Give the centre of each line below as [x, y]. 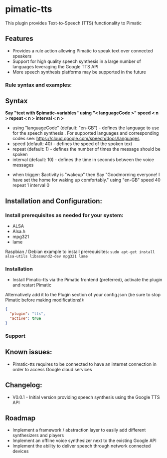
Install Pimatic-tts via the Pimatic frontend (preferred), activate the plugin [87, 280]
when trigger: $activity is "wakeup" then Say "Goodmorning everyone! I [86, 175]
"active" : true [25, 319]
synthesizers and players [38, 436]
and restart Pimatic [32, 285]
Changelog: [24, 385]
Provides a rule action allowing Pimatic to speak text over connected [83, 50]
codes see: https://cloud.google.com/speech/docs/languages [76, 139]
